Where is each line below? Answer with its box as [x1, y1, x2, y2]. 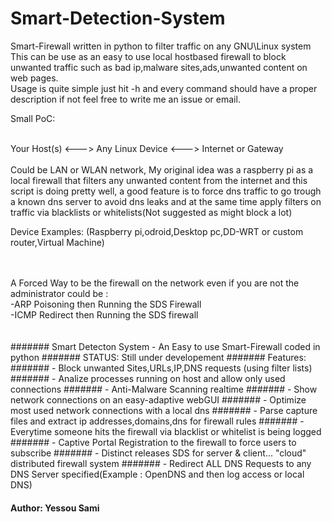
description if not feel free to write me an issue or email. [10, 93, 241, 105]
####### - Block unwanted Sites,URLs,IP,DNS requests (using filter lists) [10, 362, 313, 374]
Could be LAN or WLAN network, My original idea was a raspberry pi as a [10, 163, 314, 176]
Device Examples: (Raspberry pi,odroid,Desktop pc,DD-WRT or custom [10, 225, 304, 237]
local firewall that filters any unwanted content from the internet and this [10, 174, 308, 186]
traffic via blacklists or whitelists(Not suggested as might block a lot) [10, 206, 293, 218]
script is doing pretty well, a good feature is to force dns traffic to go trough [10, 185, 322, 197]
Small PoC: [10, 112, 56, 124]
